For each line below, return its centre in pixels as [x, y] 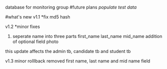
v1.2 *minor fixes [23, 26]
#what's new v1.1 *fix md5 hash [38, 17]
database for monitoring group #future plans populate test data [71, 7]
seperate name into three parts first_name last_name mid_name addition [87, 36]
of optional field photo [35, 41]
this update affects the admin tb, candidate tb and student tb [68, 51]
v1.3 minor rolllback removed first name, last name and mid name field [78, 61]
